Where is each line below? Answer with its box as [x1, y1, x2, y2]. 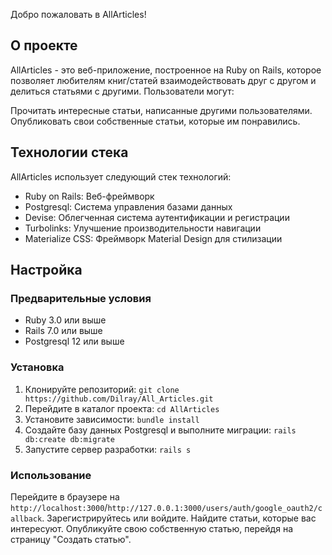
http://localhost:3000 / [10, 501, 108, 513]
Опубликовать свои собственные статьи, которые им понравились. [10, 115, 301, 127]
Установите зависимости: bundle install [24, 413, 200, 425]
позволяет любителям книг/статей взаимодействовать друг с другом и [10, 74, 317, 86]
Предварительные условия [10, 291, 152, 305]
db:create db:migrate [24, 434, 115, 444]
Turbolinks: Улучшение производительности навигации [24, 222, 262, 234]
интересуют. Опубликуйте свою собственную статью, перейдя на [10, 522, 293, 534]
